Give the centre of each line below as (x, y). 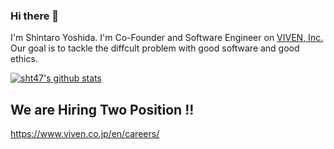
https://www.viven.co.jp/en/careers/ (85, 134)
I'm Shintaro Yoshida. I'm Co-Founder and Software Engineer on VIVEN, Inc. (167, 38)
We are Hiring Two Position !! (102, 109)
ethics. (24, 59)
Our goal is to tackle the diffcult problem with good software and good (155, 48)
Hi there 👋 (35, 16)
